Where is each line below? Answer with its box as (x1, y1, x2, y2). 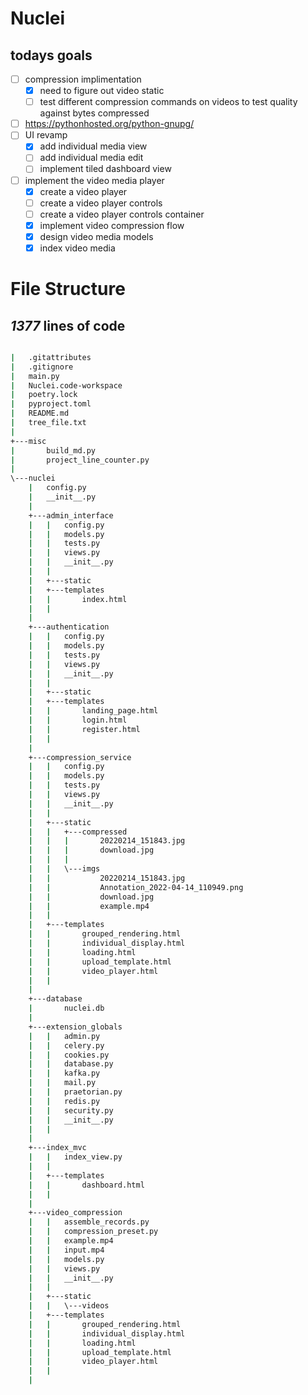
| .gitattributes (10, 352, 92, 362)
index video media (39, 242, 116, 254)
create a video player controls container (39, 208, 205, 220)
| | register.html (28, 724, 141, 734)
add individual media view (39, 140, 148, 152)
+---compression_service (28, 752, 132, 762)
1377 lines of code (10, 317, 126, 334)
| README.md (10, 408, 70, 419)
